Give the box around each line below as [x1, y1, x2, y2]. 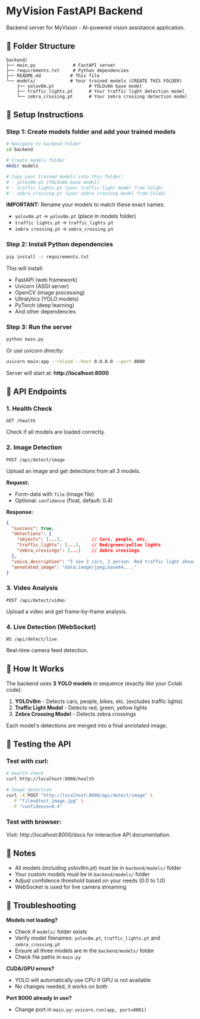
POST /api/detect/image [6, 457, 65, 463]
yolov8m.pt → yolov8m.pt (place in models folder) [14, 213, 136, 220]
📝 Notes [6, 848, 36, 859]
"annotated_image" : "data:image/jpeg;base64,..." [11, 564, 137, 570]
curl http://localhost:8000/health [6, 776, 95, 782]
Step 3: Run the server [6, 323, 73, 331]
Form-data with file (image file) [14, 490, 94, 497]
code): [6, 686, 23, 693]
